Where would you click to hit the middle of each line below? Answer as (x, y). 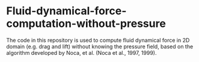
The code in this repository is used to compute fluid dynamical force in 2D (98, 40)
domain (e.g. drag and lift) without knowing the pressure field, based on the (100, 46)
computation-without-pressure (86, 24)
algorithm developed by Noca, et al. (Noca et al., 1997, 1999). (81, 52)
